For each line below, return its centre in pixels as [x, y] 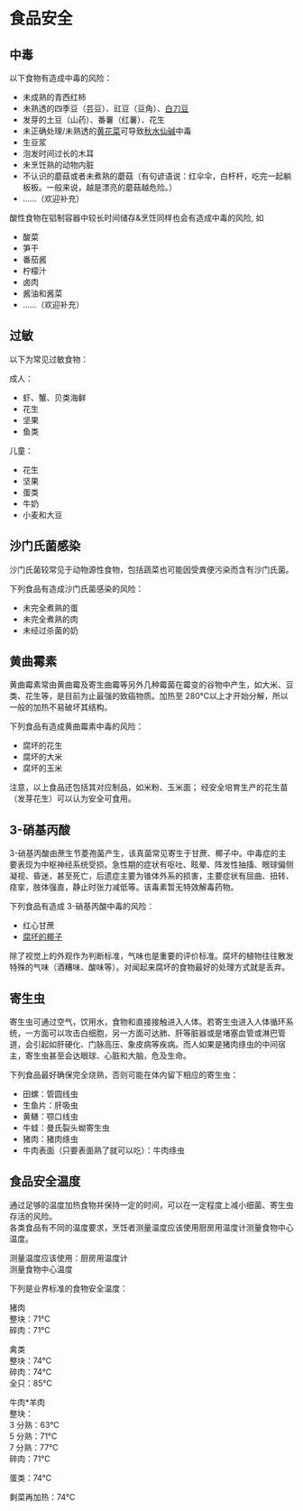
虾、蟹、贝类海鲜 [54, 397]
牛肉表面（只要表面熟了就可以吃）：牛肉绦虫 [103, 1150]
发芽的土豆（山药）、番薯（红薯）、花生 [93, 120]
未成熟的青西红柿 [54, 97]
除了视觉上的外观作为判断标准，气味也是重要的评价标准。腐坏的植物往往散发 [151, 956]
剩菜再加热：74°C [42, 1497]
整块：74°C [31, 1360]
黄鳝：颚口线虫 [50, 1117]
